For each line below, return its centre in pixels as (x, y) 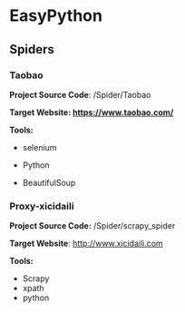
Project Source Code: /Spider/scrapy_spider (92, 226)
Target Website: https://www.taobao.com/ (92, 112)
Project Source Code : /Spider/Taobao (80, 94)
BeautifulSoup (49, 182)
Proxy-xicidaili (42, 206)
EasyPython (56, 16)
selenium (39, 147)
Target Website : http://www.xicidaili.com (86, 244)
